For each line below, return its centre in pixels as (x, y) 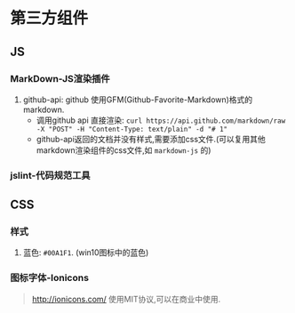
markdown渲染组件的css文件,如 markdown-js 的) (124, 150)
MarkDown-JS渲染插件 (60, 78)
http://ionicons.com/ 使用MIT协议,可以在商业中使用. (126, 299)
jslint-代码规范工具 (51, 175)
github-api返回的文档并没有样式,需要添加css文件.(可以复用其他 (151, 139)
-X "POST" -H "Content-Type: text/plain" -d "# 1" (132, 129)
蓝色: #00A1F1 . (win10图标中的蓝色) (86, 253)
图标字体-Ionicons (50, 278)
